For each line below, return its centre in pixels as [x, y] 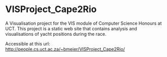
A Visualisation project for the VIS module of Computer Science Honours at [83, 23]
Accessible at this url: [28, 43]
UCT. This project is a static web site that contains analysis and [71, 28]
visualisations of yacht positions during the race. [56, 34]
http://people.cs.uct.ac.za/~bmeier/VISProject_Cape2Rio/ [65, 49]
